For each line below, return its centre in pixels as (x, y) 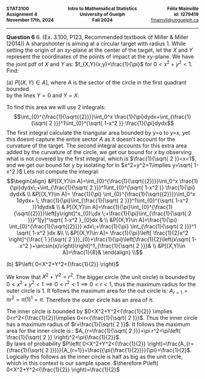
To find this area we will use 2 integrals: (56, 107)
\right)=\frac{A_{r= (171, 344)
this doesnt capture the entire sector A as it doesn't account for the (91, 139)
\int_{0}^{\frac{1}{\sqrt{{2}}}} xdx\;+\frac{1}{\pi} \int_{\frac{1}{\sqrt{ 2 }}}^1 (103, 226)
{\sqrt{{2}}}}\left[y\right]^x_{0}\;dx (57, 213)
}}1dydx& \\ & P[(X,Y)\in (62, 207)
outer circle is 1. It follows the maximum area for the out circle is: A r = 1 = (97, 291)
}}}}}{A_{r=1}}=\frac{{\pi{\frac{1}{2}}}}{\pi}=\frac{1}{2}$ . (121, 350)
